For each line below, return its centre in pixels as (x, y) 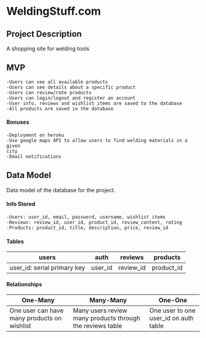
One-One (173, 300)
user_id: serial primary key (48, 268)
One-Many (38, 300)
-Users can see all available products (57, 82)
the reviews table (97, 326)
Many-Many (108, 300)
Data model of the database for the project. (61, 190)
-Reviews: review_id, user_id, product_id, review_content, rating (94, 223)
